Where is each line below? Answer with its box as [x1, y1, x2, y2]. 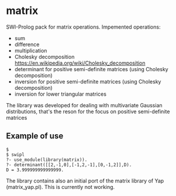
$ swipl [6, 152, 25, 157]
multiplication [14, 47, 47, 54]
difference [14, 41, 40, 48]
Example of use [6, 131, 64, 141]
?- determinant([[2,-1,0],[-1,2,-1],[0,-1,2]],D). [6, 162, 132, 167]
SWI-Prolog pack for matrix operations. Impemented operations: [6, 23, 161, 30]
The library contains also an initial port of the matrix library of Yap [6, 177, 164, 184]
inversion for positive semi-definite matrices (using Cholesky [14, 78, 161, 85]
